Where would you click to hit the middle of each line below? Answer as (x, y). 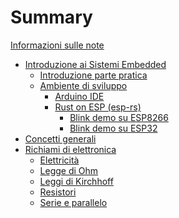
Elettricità (59, 160)
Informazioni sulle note (57, 45)
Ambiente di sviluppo (83, 85)
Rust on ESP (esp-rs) (98, 107)
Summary (51, 17)
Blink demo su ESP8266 (119, 117)
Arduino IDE (79, 96)
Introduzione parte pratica (93, 75)
